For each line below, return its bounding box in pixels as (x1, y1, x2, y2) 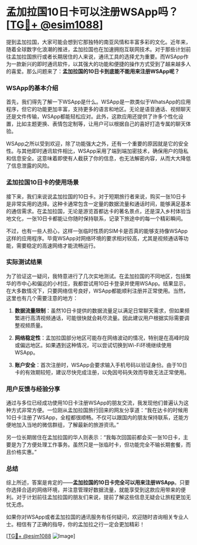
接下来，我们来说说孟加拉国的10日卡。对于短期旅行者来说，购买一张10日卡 (6, 193, 186, 200)
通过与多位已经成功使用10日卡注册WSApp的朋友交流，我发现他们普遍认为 (6, 399, 184, 406)
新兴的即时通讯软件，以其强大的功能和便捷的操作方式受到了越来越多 (21, 60, 186, 68)
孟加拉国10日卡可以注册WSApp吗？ (6, 5, 179, 19)
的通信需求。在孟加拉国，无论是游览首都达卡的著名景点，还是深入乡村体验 (6, 207, 186, 214)
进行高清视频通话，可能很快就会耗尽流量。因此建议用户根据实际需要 (19, 314, 185, 321)
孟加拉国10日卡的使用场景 (6, 179, 79, 187)
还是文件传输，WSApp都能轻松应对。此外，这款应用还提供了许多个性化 (6, 113, 179, 120)
